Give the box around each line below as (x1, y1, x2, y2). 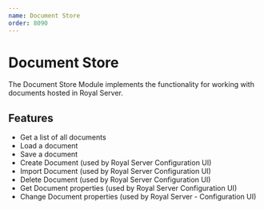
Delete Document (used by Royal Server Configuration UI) (19, 175, 211, 184)
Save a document (19, 149, 78, 160)
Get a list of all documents (19, 132, 106, 142)
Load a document (19, 141, 78, 151)
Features (8, 111, 54, 124)
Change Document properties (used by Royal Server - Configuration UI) (19, 192, 257, 202)
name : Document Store (8, 11, 81, 20)
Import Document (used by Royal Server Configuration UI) (19, 167, 212, 176)
